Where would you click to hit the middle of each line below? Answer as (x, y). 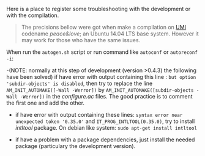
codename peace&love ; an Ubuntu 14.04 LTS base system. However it (110, 34)
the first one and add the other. (45, 103)
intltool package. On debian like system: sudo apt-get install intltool (106, 128)
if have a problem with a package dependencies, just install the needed (105, 139)
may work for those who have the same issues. (81, 40)
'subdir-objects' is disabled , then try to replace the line (80, 83)
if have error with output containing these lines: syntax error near (99, 115)
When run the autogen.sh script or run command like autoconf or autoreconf (102, 52)
